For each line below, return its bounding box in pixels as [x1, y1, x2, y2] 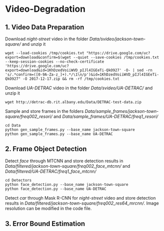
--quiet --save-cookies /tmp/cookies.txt [73, 55, 160, 60]
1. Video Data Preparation [5, 23, 84, 31]
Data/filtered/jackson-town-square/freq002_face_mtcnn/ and [5, 163, 131, 169]
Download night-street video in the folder [5, 36, 88, 42]
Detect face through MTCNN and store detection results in [5, 158, 124, 164]
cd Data [5, 123, 21, 128]
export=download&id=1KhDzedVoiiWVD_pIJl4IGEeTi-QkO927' [5, 68, 122, 73]
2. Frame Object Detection [5, 145, 87, 153]
